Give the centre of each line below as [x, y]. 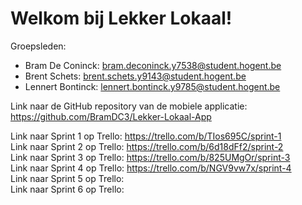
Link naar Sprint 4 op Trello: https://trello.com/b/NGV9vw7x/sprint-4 [151, 168]
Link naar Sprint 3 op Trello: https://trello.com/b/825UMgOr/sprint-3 [150, 157]
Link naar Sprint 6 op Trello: [67, 189]
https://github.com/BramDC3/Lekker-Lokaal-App [111, 116]
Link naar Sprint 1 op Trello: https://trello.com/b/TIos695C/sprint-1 [146, 136]
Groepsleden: [38, 46]
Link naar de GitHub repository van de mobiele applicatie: [129, 106]
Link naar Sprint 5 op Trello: [67, 178]
